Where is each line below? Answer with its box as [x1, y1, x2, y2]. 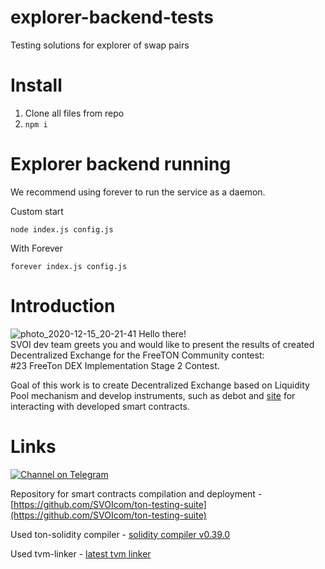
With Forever [10, 242, 64, 254]
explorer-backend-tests [10, 6, 214, 29]
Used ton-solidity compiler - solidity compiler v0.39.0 [10, 528, 231, 540]
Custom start [10, 205, 64, 217]
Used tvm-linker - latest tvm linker [10, 547, 152, 560]
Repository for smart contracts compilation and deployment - [10, 487, 263, 500]
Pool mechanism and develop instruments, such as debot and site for [10, 389, 296, 401]
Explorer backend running [10, 153, 232, 176]
